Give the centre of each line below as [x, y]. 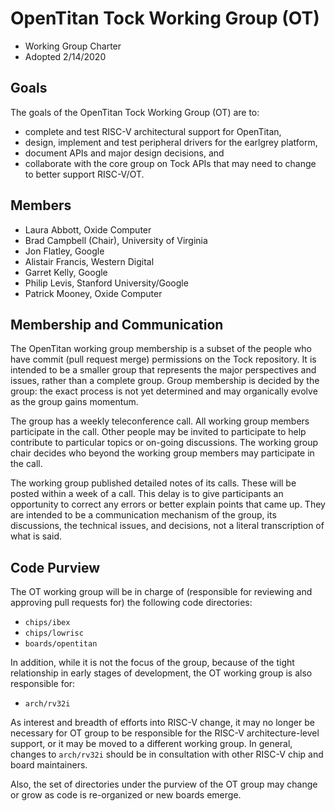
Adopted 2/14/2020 [65, 56]
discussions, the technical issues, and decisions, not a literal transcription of [167, 526]
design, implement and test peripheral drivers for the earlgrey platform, [171, 142]
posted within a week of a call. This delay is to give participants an [147, 494]
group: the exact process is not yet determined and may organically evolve [164, 391]
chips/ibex [47, 623]
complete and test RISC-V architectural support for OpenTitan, [153, 131]
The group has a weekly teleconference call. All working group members [160, 421]
